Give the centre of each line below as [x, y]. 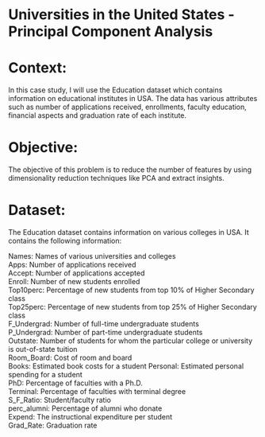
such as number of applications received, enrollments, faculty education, [128, 107]
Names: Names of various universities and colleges [92, 256]
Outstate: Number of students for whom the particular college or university [130, 341]
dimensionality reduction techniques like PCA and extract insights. [116, 178]
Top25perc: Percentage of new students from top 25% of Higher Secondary [133, 307]
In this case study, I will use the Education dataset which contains [115, 90]
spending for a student [46, 375]
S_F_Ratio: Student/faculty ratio [60, 400]
